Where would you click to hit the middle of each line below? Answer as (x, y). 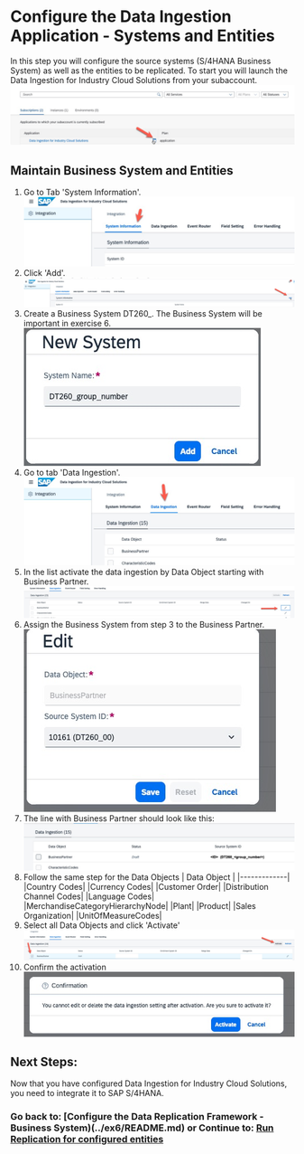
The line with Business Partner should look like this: (119, 818)
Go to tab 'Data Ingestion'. (72, 472)
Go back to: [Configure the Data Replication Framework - (137, 1117)
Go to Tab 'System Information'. (82, 193)
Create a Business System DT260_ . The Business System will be (143, 313)
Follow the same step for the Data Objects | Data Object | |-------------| (157, 877)
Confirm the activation (65, 967)
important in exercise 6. (67, 323)
